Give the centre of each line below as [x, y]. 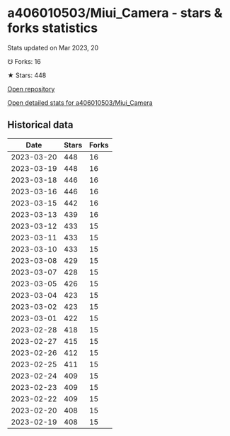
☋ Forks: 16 [24, 61]
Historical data [40, 125]
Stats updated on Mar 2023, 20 [53, 47]
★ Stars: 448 [27, 75]
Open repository [31, 89]
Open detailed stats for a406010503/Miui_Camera [80, 102]
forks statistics [52, 28]
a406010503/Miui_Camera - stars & [115, 13]
